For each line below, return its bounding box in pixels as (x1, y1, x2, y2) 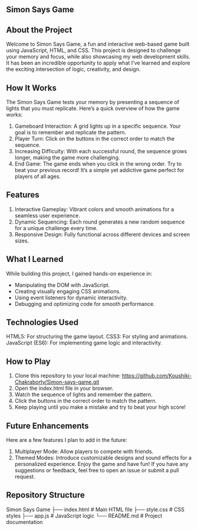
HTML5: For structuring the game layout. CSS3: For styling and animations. (6, 333, 189, 340)
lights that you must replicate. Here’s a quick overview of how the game (6, 105, 180, 112)
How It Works (6, 83, 57, 93)
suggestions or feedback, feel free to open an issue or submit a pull (14, 467, 179, 474)
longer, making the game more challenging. (14, 154, 120, 161)
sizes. (14, 237, 29, 244)
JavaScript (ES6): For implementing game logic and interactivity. (6, 340, 162, 347)
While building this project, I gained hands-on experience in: (6, 270, 153, 277)
